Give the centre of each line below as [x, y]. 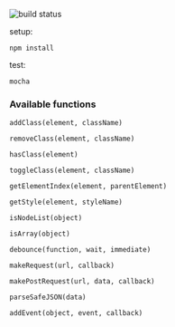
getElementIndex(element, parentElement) [88, 187]
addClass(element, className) [66, 123]
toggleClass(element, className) [72, 171]
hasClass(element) [44, 155]
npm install [32, 48]
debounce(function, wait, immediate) [80, 250]
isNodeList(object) [46, 218]
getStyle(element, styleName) [66, 202]
